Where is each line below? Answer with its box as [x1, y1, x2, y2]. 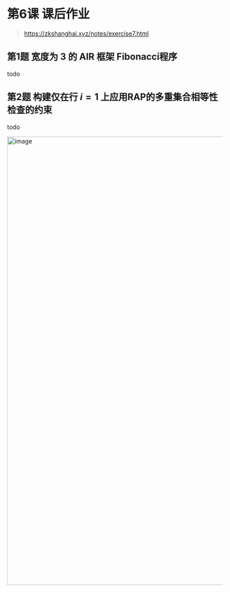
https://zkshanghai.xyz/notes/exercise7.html [23, 29, 149, 38]
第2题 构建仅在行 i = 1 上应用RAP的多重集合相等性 [7, 91, 218, 103]
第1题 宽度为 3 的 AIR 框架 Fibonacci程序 [7, 51, 178, 62]
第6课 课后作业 [7, 6, 90, 22]
